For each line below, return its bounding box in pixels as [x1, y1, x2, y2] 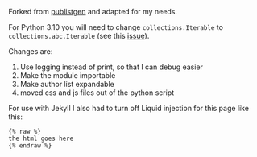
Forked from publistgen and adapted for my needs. [8, 7, 177, 16]
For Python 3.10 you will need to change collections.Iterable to [8, 23, 224, 31]
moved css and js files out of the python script [19, 88, 175, 97]
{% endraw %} [8, 142, 52, 150]
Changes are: [8, 47, 53, 56]
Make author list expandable [19, 80, 114, 89]
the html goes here [8, 134, 74, 143]
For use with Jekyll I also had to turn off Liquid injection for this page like [8, 104, 250, 113]
